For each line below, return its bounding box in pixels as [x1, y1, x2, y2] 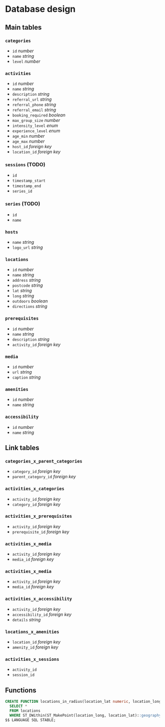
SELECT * [9, 704, 27, 709]
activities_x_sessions [5, 656, 59, 662]
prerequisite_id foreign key [12, 529, 70, 535]
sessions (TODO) [5, 161, 46, 168]
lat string [12, 288, 32, 294]
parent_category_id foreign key [12, 474, 76, 480]
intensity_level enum [12, 122, 58, 129]
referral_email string [12, 107, 56, 113]
